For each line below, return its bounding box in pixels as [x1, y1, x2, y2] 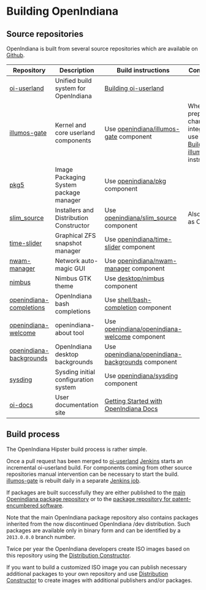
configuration [55, 375, 94, 384]
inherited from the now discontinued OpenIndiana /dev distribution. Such [6, 520, 191, 527]
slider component [104, 243, 155, 251]
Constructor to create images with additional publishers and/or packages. [6, 577, 193, 584]
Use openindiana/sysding [104, 372, 178, 380]
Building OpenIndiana [6, 4, 118, 18]
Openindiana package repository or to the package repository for [6, 495, 171, 502]
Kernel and [55, 121, 86, 129]
